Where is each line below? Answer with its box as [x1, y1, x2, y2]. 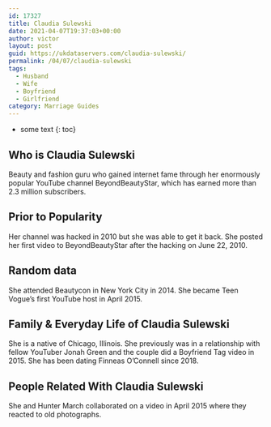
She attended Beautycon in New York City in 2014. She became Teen [8, 285, 239, 295]
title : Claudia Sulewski [8, 19, 92, 28]
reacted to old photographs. [8, 410, 102, 420]
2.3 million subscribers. [8, 186, 87, 196]
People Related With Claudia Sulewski [8, 379, 204, 393]
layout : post [8, 42, 53, 50]
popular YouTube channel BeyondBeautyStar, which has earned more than [8, 177, 257, 187]
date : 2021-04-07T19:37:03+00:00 [8, 27, 121, 35]
